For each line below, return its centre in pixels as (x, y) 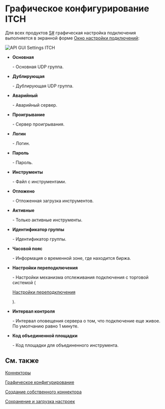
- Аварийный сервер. (35, 105)
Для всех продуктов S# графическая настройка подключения (71, 33)
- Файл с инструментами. (39, 181)
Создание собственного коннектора (44, 392)
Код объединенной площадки (45, 335)
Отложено (23, 191)
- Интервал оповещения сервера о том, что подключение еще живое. (86, 321)
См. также (22, 361)
